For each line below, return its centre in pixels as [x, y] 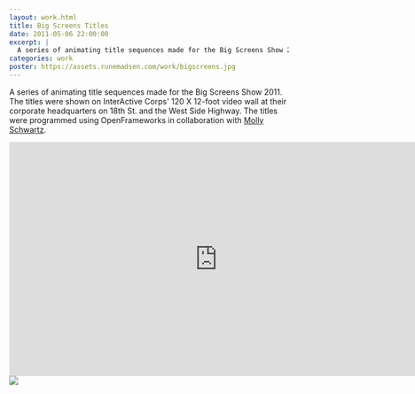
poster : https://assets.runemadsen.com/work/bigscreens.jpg [123, 67]
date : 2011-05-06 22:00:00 [59, 34]
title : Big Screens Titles [59, 26]
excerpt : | [29, 42]
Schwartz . [28, 129]
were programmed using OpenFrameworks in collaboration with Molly [137, 120]
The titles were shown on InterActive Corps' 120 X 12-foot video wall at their [148, 101]
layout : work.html [43, 17]
